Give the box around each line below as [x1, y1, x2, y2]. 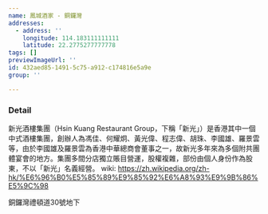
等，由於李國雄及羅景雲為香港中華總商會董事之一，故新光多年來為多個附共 [8, 143, 253, 153]
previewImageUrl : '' [8, 57, 77, 65]
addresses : [8, 19, 45, 27]
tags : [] [8, 49, 37, 57]
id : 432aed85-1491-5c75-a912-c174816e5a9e [8, 64, 152, 72]
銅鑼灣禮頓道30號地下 [8, 197, 81, 207]
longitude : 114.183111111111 [22, 34, 120, 42]
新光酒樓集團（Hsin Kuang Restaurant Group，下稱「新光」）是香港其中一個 [8, 123, 257, 133]
